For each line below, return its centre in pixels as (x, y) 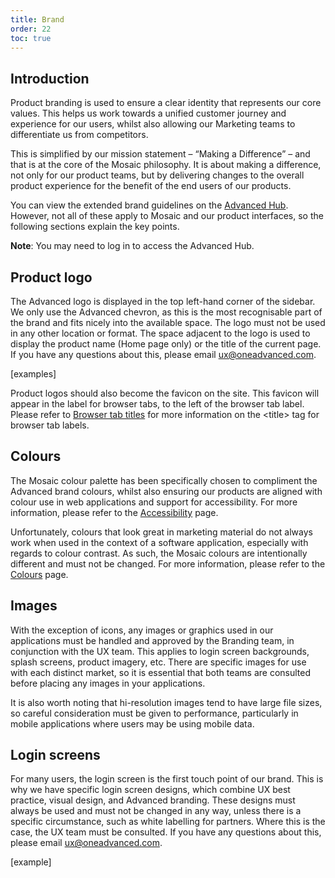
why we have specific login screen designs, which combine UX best (150, 790)
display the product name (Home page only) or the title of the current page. (166, 344)
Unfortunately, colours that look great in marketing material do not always (161, 532)
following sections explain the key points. (95, 227)
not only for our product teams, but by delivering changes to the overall (157, 175)
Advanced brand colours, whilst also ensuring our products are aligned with (166, 491)
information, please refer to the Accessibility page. (114, 512)
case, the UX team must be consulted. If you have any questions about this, (166, 832)
